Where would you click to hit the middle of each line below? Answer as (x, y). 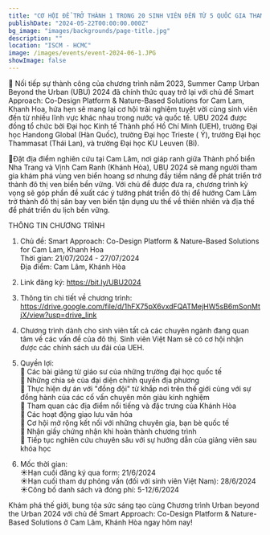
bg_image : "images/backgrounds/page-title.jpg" (90, 31)
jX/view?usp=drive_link (58, 315)
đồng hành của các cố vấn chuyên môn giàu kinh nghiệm (115, 397)
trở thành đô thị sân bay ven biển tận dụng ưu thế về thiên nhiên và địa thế (131, 201)
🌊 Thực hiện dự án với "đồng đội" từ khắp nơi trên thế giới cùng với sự (135, 388)
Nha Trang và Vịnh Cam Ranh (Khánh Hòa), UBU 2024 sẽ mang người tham (133, 167)
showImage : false (37, 61)
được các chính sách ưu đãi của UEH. (82, 347)
